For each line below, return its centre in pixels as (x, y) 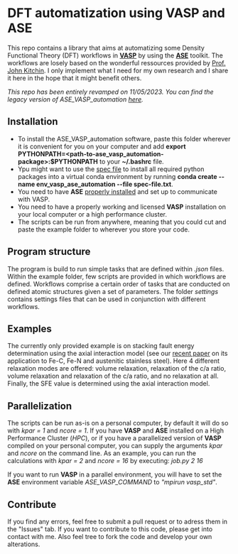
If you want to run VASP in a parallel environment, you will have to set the (115, 474)
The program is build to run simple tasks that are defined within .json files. (116, 268)
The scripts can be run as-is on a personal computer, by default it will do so (118, 423)
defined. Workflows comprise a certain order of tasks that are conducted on (119, 284)
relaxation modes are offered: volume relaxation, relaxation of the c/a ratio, (117, 369)
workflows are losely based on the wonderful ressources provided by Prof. (117, 63)
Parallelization (40, 406)
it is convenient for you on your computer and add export (102, 146)
